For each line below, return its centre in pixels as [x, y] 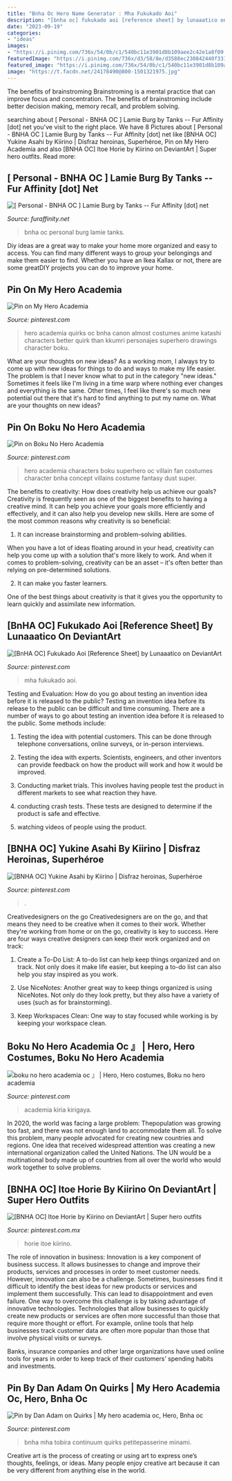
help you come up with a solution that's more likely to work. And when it [109, 555]
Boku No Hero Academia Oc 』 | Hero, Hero [101, 1046]
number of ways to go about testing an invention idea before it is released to [116, 716]
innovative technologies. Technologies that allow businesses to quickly [108, 1309]
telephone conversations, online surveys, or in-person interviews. [110, 744]
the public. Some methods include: [57, 723]
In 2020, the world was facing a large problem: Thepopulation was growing [114, 1124]
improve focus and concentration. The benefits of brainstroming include [109, 98]
